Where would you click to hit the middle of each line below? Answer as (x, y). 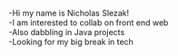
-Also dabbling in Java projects (67, 32)
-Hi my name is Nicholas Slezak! (69, 13)
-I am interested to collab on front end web (89, 23)
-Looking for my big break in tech (71, 42)
